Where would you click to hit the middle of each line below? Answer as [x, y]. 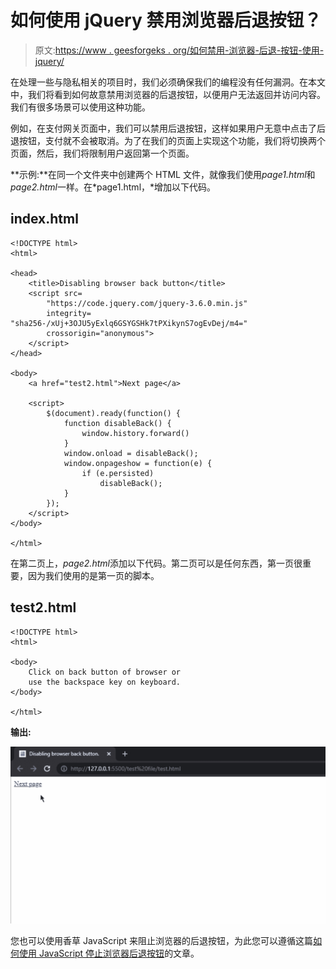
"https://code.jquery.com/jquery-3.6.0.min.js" [147, 303]
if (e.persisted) [118, 473]
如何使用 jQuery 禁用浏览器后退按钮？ [166, 20]
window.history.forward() [135, 433]
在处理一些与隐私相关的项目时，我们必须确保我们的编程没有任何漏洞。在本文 [168, 82]
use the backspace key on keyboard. [105, 682]
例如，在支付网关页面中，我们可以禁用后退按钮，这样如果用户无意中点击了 [163, 128]
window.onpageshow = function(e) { [138, 463]
